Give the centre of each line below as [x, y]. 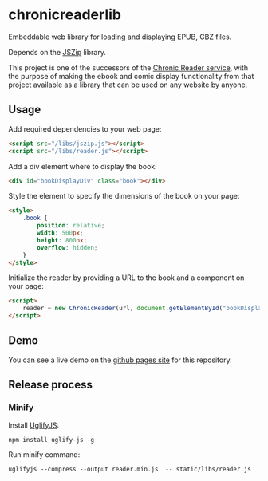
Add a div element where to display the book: [83, 166]
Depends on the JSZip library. [57, 52]
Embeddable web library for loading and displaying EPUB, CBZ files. [120, 37]
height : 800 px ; [62, 240]
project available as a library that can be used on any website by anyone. [128, 85]
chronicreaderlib [65, 15]
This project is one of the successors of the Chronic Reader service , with [128, 67]
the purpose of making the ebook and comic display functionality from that [131, 76]
